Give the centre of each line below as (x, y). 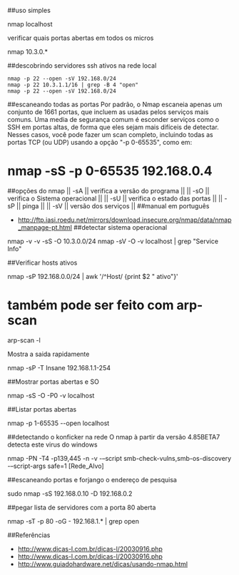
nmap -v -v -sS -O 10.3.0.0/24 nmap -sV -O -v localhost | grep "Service (113, 241)
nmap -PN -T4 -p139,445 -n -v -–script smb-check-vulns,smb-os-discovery (119, 458)
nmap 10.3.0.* (28, 52)
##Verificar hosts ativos (42, 263)
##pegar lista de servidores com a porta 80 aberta (82, 507)
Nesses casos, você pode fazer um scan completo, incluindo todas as (110, 134)
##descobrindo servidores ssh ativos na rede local (82, 66)
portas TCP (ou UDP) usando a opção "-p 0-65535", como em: (100, 142)
